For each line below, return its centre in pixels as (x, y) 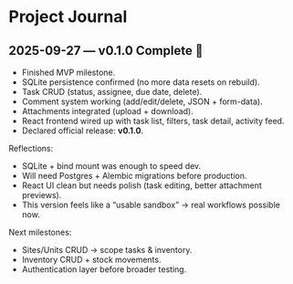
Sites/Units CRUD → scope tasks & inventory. (107, 250)
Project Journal (68, 17)
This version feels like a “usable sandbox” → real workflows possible (151, 205)
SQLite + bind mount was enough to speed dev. (111, 166)
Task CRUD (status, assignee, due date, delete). (112, 92)
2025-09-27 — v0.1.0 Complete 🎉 (106, 51)
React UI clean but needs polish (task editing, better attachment (141, 185)
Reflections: (31, 148)
